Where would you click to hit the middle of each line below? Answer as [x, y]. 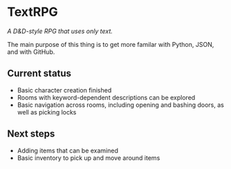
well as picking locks [47, 112]
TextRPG [33, 12]
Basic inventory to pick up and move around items [89, 158]
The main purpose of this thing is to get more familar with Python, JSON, [111, 44]
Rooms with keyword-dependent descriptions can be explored [106, 97]
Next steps [31, 134]
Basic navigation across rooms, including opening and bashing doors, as [121, 105]
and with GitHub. [31, 52]
